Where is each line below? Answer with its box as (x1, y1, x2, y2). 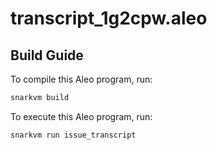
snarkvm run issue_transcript (10, 130, 137, 140)
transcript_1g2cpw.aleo (10, 7, 208, 30)
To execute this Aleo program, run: (10, 110, 153, 122)
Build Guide (10, 47, 84, 64)
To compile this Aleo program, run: (10, 73, 153, 85)
